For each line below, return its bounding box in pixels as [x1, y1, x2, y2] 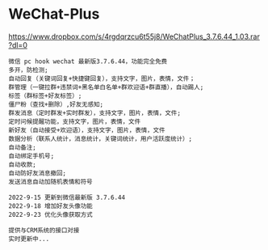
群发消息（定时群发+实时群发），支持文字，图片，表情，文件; [8, 108, 182, 117]
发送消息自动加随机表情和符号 [8, 177, 93, 186]
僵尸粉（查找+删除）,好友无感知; [8, 100, 103, 108]
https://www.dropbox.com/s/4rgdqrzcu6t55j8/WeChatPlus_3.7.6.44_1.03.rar [8, 32, 260, 41]
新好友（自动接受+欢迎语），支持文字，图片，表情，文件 [8, 126, 165, 134]
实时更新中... [8, 235, 50, 243]
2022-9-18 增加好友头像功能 [8, 201, 93, 210]
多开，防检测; [8, 66, 48, 74]
